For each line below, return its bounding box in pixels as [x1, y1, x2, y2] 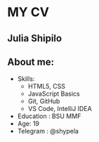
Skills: [17, 75, 35, 83]
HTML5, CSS [27, 82, 65, 91]
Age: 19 [17, 120, 40, 128]
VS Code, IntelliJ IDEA [27, 105, 93, 113]
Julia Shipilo [7, 32, 62, 44]
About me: [7, 56, 55, 67]
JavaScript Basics [27, 89, 80, 98]
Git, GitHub [27, 97, 60, 105]
